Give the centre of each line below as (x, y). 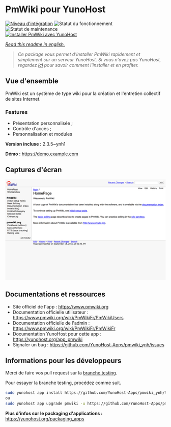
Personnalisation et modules (42, 134)
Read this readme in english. (35, 44)
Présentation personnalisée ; (42, 123)
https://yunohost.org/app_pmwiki (48, 339)
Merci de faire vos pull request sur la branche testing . (61, 373)
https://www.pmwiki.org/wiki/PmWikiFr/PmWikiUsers (68, 317)
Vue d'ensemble (32, 81)
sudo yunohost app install (34, 393)
